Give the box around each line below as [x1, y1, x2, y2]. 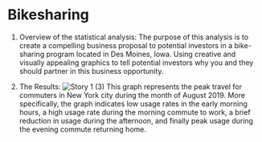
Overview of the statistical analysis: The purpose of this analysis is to [18, 32, 249, 42]
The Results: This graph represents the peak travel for [18, 82, 243, 91]
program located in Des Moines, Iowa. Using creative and [46, 49, 236, 59]
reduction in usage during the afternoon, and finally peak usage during [18, 116, 254, 125]
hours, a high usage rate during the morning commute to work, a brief [18, 107, 251, 117]
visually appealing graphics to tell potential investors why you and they [18, 58, 254, 67]
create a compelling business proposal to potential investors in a [18, 40, 233, 50]
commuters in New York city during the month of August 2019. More [18, 90, 246, 99]
